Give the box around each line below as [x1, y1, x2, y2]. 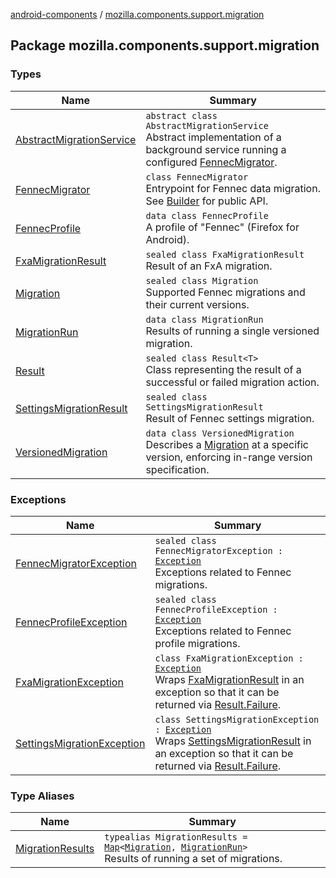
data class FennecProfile [145, 210, 269, 221]
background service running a [145, 142, 287, 156]
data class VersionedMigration [145, 427, 295, 439]
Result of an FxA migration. [145, 259, 273, 273]
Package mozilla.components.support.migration [10, 37, 320, 54]
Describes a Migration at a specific [145, 437, 310, 451]
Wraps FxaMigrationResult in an [154, 672, 305, 686]
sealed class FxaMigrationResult [145, 249, 305, 260]
